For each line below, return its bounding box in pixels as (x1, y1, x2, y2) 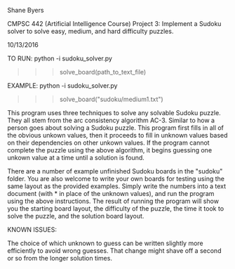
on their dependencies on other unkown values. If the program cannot (7, 138, 210, 147)
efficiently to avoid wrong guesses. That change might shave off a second (7, 247, 222, 255)
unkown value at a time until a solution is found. (7, 154, 145, 162)
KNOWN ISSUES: (7, 225, 58, 234)
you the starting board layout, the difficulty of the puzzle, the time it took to (7, 204, 224, 213)
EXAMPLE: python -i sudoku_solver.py (7, 81, 118, 90)
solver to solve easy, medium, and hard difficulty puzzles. (7, 27, 174, 35)
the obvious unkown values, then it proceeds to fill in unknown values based (7, 131, 228, 139)
